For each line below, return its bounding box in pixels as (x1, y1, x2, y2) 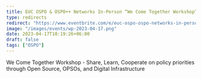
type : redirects (6, 14, 47, 20)
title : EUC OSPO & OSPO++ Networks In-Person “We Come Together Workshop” (6, 8, 198, 15)
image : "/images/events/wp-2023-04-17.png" (6, 25, 117, 32)
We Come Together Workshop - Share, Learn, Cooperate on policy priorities (6, 58, 195, 66)
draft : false (6, 37, 39, 43)
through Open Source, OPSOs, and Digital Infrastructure (6, 65, 145, 72)
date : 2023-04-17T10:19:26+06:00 (6, 31, 90, 37)
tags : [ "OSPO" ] (6, 43, 44, 49)
